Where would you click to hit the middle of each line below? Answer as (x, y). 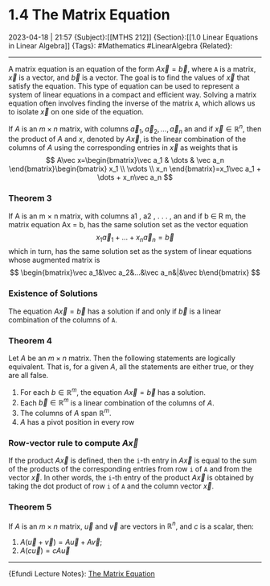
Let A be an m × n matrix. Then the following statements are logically (122, 358)
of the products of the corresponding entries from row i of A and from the (130, 469)
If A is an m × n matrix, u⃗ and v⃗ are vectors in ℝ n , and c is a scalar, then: (131, 526)
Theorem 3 (30, 198)
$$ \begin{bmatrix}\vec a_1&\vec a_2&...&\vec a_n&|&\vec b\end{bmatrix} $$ (135, 272)
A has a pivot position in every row (77, 422)
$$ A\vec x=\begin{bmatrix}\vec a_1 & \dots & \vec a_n (135, 160)
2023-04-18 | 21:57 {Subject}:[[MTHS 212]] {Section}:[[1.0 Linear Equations (133, 37)
